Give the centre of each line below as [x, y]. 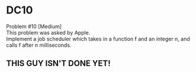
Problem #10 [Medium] [34, 26]
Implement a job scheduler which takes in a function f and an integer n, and [98, 39]
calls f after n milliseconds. [39, 45]
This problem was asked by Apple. [48, 32]
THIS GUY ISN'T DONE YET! [58, 64]
